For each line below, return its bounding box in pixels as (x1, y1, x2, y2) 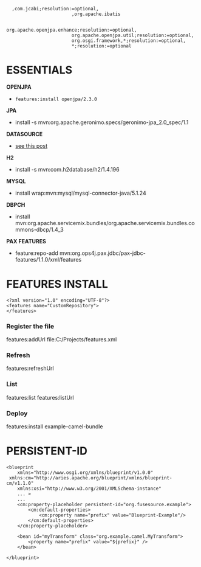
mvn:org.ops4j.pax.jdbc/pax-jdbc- (60, 249, 146, 257)
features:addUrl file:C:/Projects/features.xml (6, 336, 117, 343)
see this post (15, 142, 47, 149)
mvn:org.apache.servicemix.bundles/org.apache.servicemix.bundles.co (15, 219, 196, 226)
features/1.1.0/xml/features (15, 256, 82, 263)
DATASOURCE (6, 130, 43, 137)
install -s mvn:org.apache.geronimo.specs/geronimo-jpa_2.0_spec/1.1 (15, 119, 189, 126)
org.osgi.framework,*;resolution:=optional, (71, 38, 186, 44)
